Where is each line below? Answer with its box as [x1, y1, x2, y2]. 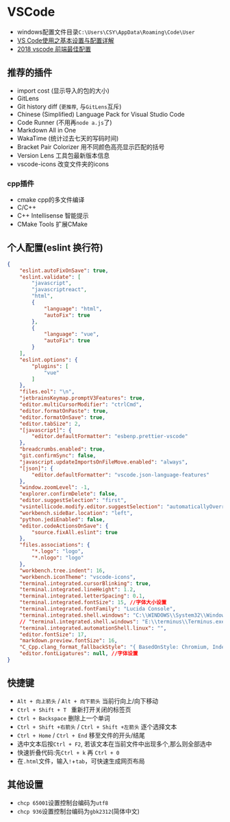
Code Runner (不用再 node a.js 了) [16, 118, 112, 126]
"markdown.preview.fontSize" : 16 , [19, 637, 118, 644]
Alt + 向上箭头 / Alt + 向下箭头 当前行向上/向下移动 [16, 696, 159, 705]
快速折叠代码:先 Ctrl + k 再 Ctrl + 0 [16, 748, 120, 756]
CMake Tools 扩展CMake [16, 220, 88, 229]
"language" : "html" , [43, 305, 103, 312]
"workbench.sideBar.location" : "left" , [19, 510, 133, 516]
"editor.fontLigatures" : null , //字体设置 [19, 650, 138, 657]
